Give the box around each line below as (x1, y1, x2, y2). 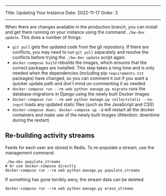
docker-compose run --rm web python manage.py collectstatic (12, 97, 141, 102)
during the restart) (12, 117, 50, 123)
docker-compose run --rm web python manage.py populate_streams (5, 168, 140, 173)
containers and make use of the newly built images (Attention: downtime (12, 112, 160, 118)
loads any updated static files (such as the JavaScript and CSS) (24, 101, 154, 107)
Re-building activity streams (5, 131, 95, 140)
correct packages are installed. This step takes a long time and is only (12, 65, 155, 70)
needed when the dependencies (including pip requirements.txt (12, 70, 144, 76)
